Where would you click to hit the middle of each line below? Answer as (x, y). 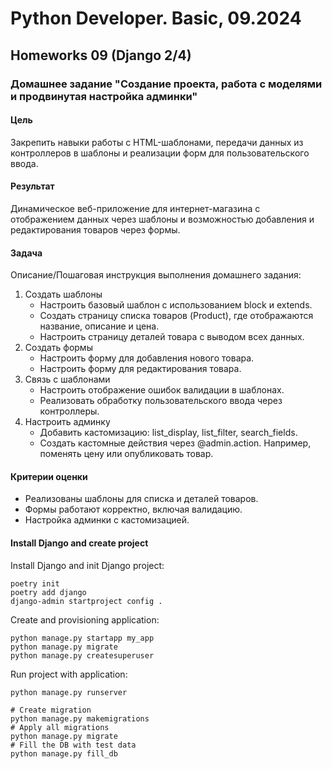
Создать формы (58, 348)
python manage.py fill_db (64, 753)
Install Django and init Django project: (87, 565)
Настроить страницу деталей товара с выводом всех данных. (172, 337)
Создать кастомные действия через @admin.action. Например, (175, 443)
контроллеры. (69, 411)
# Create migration (51, 710)
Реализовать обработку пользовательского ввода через (161, 401)
